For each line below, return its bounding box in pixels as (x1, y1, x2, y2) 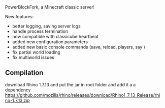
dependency (5, 87, 31, 93)
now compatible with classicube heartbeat (12, 34, 99, 39)
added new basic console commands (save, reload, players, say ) (12, 44, 145, 50)
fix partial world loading (12, 49, 61, 55)
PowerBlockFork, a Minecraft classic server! (5, 4, 95, 10)
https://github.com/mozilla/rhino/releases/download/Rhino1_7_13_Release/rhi (5, 92, 160, 98)
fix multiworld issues (12, 54, 55, 60)
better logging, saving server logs (12, 23, 81, 29)
